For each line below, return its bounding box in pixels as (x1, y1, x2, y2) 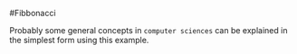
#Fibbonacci (9, 8, 56, 18)
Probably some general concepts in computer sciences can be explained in (9, 25, 288, 35)
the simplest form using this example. (9, 35, 149, 45)
